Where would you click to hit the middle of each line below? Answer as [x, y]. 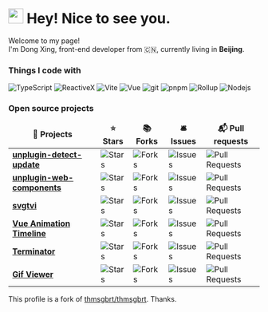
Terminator [34, 251]
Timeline [29, 233]
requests [231, 141]
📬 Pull [231, 128]
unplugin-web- [43, 177]
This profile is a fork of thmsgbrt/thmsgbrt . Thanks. [93, 298]
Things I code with [45, 70]
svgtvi [25, 205]
